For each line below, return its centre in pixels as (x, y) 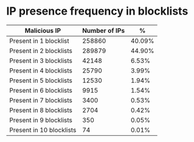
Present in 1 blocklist (39, 41)
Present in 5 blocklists (41, 80)
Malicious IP (43, 30)
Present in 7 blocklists (41, 100)
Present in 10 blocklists (43, 130)
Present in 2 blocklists (41, 51)
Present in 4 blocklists (41, 70)
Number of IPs (103, 30)
